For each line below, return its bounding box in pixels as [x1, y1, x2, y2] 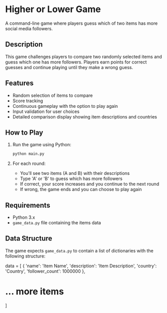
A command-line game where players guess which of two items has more [5, 20, 158, 26]
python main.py [12, 151, 45, 157]
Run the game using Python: [12, 142, 71, 148]
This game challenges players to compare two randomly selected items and [5, 53, 162, 59]
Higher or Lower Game [5, 4, 101, 15]
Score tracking [12, 97, 43, 104]
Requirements [5, 201, 50, 210]
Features [5, 79, 34, 88]
